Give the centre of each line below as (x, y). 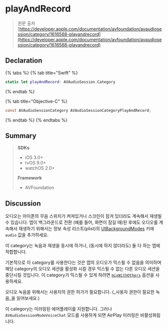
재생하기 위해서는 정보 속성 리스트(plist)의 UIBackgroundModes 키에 (86, 229)
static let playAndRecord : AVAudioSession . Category (60, 82)
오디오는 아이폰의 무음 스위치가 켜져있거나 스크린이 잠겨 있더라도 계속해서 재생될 (83, 216)
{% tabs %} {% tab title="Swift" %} (42, 73)
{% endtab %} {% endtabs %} (36, 120)
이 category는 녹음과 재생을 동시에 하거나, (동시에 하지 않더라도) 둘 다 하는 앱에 (83, 246)
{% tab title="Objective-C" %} (36, 101)
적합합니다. (16, 252)
